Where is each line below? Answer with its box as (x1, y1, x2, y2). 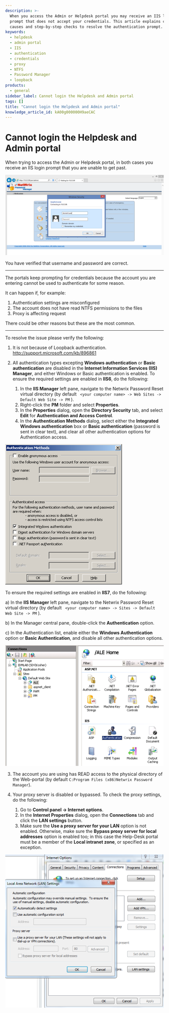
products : (5, 83, 26, 88)
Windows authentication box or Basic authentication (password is (20, 423, 160, 429)
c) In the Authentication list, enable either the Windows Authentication (5, 630, 153, 636)
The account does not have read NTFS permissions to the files (12, 305, 142, 311)
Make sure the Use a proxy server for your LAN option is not (20, 823, 147, 829)
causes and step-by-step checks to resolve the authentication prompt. (10, 24, 163, 29)
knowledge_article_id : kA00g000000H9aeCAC (5, 109, 96, 115)
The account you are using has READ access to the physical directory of (12, 771, 163, 777)
